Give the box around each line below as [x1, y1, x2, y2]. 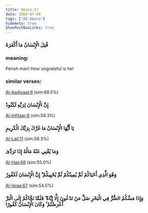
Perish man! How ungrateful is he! [5, 66, 74, 71]
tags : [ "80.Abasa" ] [5, 16, 45, 21]
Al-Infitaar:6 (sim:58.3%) [5, 112, 56, 118]
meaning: [5, 54, 29, 61]
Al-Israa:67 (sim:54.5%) [5, 182, 54, 189]
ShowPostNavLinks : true [5, 25, 54, 30]
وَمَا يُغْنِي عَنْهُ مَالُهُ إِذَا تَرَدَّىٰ [5, 148, 59, 155]
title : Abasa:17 [5, 7, 39, 12]
